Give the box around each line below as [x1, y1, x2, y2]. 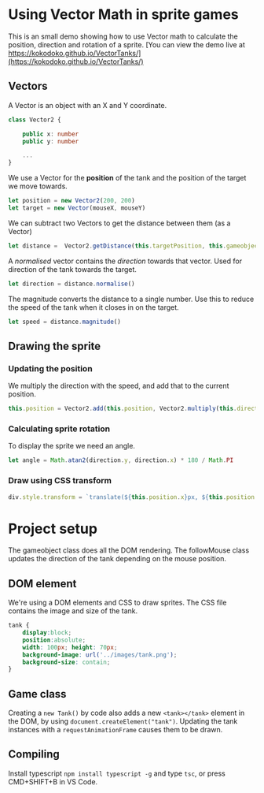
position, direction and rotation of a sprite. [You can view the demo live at [8, 39, 246, 49]
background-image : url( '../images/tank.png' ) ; [22, 650, 178, 659]
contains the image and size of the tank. [8, 606, 138, 616]
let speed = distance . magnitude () [8, 318, 122, 326]
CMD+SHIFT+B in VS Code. [8, 776, 98, 786]
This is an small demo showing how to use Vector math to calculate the [8, 32, 238, 41]
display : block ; [22, 629, 72, 637]
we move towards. [8, 181, 68, 191]
